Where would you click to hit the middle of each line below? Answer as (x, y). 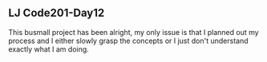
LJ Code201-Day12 (57, 13)
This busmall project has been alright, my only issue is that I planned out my (133, 32)
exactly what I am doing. (49, 49)
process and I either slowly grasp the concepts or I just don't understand (128, 41)
